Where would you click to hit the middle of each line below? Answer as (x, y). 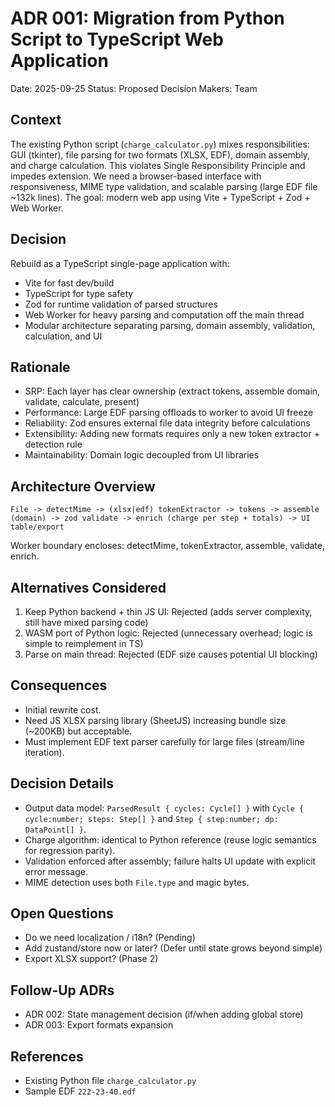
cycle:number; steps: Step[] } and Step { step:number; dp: (151, 818)
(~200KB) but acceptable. (78, 731)
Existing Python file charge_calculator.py (110, 1081)
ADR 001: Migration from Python (147, 18)
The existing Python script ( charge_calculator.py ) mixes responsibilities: (160, 144)
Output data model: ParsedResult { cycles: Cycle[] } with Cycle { (164, 808)
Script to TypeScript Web (117, 39)
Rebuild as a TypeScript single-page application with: (120, 263)
